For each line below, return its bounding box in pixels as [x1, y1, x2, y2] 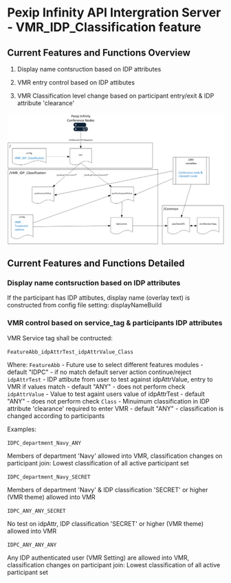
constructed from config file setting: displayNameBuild [7, 301, 162, 309]
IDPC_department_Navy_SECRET [7, 473, 91, 481]
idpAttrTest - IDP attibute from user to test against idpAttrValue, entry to [7, 375, 213, 383]
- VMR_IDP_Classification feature [7, 19, 201, 35]
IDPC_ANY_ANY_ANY [7, 541, 57, 548]
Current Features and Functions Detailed [7, 258, 185, 269]
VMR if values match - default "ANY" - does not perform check [7, 382, 186, 390]
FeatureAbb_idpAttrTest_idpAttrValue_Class [7, 349, 134, 355]
